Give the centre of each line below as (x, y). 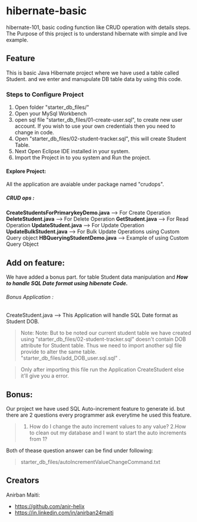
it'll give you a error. (45, 376)
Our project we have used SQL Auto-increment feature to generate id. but (96, 409)
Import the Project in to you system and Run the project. (83, 157)
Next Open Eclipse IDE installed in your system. (72, 152)
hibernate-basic (47, 11)
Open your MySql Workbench (51, 114)
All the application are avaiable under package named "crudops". (85, 184)
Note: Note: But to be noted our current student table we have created (106, 333)
